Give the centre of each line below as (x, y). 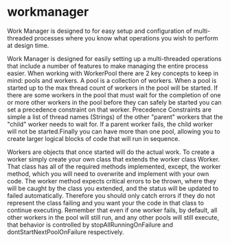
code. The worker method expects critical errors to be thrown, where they (112, 181)
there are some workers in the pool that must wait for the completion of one (114, 95)
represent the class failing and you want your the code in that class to (106, 203)
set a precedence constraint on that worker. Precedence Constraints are (109, 110)
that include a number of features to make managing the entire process (108, 66)
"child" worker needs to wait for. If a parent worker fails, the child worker (110, 124)
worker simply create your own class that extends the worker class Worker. (114, 159)
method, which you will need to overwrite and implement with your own (108, 174)
